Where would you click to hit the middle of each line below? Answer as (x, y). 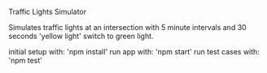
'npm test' (26, 60)
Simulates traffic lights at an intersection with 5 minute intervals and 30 (127, 27)
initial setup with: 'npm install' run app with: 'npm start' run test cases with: (134, 52)
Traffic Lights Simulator (48, 12)
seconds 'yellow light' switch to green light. (81, 36)
